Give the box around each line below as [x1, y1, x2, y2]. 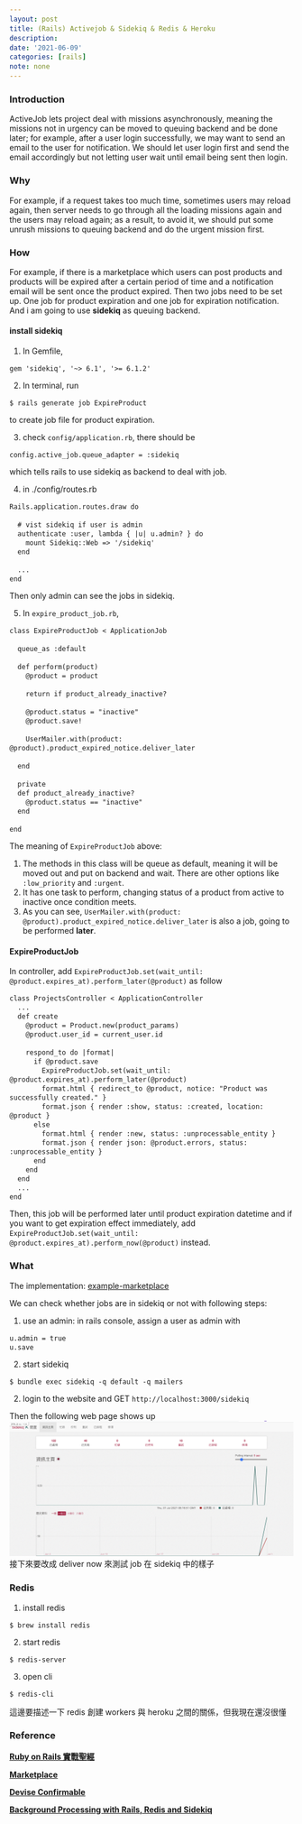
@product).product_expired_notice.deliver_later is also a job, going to [22, 916, 290, 926]
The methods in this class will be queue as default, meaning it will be [22, 858, 278, 870]
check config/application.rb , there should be [22, 432, 196, 443]
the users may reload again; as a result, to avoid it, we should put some [9, 214, 274, 225]
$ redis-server [9, 1655, 67, 1664]
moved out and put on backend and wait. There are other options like [22, 868, 279, 879]
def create [17, 1012, 59, 1021]
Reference [9, 1729, 56, 1742]
